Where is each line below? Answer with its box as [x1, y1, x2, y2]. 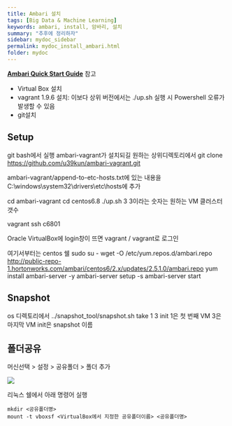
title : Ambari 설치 [7, 10, 61, 18]
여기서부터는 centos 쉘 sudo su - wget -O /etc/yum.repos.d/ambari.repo [7, 249, 212, 257]
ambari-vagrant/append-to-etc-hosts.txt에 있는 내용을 [7, 173, 162, 181]
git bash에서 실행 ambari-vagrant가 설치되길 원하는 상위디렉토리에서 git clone [7, 151, 223, 159]
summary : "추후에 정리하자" [7, 29, 79, 37]
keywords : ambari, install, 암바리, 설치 [7, 23, 122, 30]
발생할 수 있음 [17, 102, 55, 110]
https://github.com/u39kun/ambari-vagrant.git [7, 158, 141, 167]
